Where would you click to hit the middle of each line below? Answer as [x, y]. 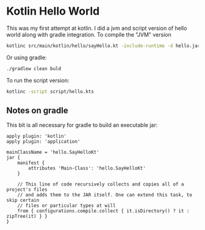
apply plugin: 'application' [43, 142]
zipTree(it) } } [27, 217]
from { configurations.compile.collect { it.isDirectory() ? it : [103, 211]
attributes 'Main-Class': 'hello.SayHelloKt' [87, 168]
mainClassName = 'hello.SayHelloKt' [53, 153]
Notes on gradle [37, 110]
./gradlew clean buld [34, 68]
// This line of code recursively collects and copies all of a [101, 184]
